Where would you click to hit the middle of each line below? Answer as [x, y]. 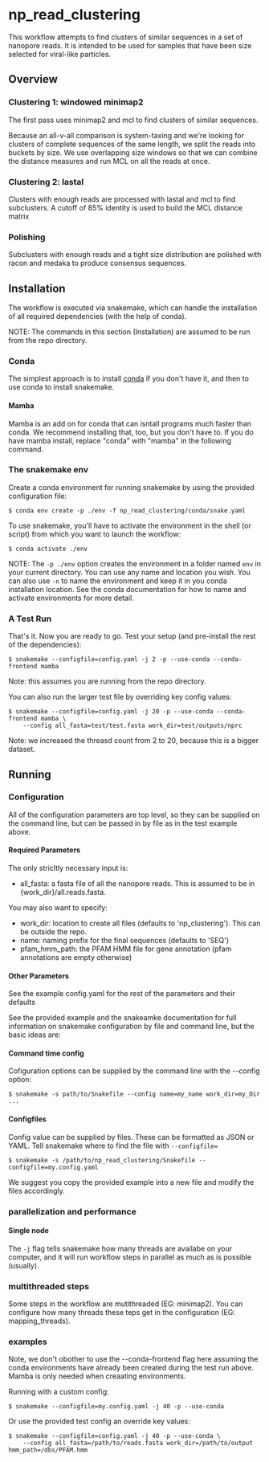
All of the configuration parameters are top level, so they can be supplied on [134, 815]
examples [28, 1342]
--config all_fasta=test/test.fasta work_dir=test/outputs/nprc [132, 726]
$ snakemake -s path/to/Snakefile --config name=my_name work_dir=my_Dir [134, 1094]
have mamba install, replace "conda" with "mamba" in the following [120, 440]
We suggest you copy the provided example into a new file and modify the [131, 1182]
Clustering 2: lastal [46, 182]
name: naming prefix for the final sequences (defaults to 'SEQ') [124, 941]
